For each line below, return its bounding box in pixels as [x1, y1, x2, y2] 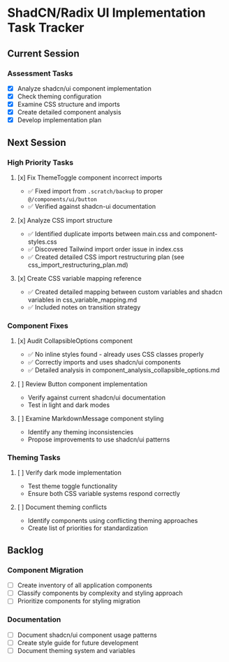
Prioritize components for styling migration [17, 597, 141, 605]
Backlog [7, 544, 44, 556]
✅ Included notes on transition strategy [27, 302, 141, 311]
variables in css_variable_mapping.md [27, 295, 138, 304]
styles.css [27, 237, 57, 246]
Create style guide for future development [17, 638, 139, 647]
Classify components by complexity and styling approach [17, 589, 183, 598]
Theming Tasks [7, 453, 61, 462]
